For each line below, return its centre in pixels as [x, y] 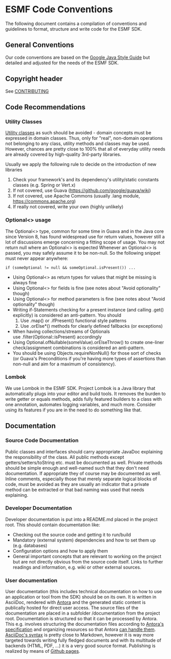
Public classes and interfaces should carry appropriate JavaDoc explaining [84, 451]
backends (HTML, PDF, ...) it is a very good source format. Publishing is [80, 646]
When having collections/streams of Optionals [61, 331]
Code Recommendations [45, 107]
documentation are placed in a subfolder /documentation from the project [83, 613]
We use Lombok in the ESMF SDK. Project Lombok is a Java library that [80, 388]
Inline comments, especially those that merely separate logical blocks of [81, 479]
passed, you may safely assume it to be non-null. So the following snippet [83, 253]
